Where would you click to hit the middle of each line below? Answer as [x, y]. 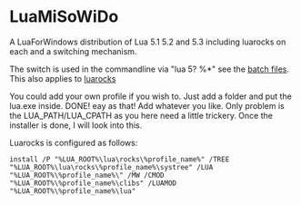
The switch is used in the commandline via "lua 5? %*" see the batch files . [149, 69]
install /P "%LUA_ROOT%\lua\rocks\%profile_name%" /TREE [120, 159]
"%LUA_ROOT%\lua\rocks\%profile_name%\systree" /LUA [111, 167]
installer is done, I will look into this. [76, 125]
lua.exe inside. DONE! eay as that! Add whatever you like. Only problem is [147, 105]
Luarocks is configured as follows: [74, 142]
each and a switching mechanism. [73, 51]
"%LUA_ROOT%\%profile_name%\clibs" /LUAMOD [93, 183]
